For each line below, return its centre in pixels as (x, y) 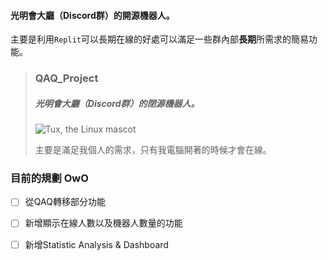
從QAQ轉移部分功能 (65, 202)
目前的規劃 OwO (49, 178)
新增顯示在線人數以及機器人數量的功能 (103, 223)
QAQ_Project (66, 78)
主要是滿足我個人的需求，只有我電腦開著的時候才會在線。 (153, 150)
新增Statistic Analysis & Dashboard (96, 244)
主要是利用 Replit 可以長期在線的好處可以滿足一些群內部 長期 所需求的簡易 (159, 39)
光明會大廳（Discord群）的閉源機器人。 (117, 103)
